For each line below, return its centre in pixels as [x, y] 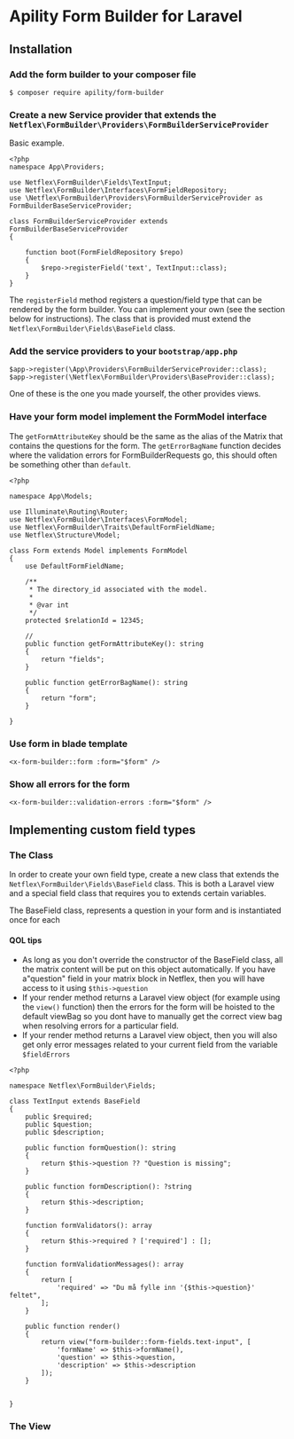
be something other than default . [70, 464]
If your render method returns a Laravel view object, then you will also [150, 1035]
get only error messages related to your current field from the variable [150, 1045]
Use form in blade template [69, 743]
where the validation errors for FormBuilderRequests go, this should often [143, 455]
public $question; [59, 1125]
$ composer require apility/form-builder [87, 92]
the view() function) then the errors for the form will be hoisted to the [148, 1007]
